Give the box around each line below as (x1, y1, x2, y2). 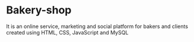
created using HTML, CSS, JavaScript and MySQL (6, 29, 129, 36)
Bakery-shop (6, 3, 72, 17)
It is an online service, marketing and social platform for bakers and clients (6, 23, 189, 30)
